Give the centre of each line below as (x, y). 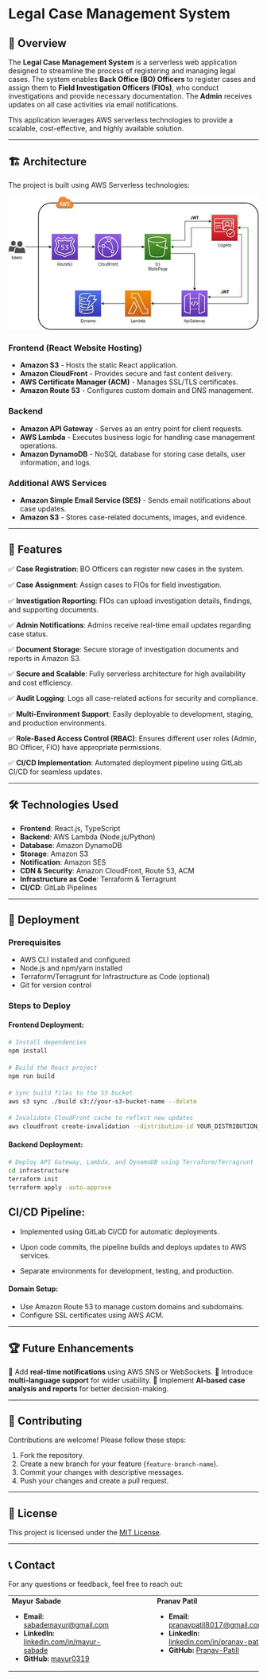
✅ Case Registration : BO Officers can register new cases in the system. (126, 569)
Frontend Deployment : (46, 1025)
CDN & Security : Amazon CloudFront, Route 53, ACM (107, 870)
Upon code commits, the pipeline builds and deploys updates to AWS (133, 1246)
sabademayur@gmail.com (66, 1624)
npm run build (32, 1076)
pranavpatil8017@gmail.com (216, 1624)
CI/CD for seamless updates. (56, 772)
